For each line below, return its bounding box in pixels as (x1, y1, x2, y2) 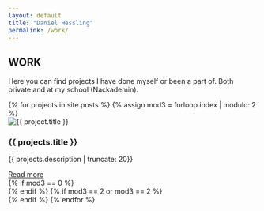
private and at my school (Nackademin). (8, 85, 139, 95)
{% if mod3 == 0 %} (8, 179, 74, 188)
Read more (8, 170, 44, 179)
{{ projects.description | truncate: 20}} (8, 155, 134, 164)
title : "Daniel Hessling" (8, 19, 93, 27)
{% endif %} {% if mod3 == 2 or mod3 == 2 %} (8, 187, 163, 196)
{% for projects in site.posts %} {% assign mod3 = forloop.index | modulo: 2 (8, 100, 257, 110)
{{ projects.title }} (8, 137, 77, 148)
